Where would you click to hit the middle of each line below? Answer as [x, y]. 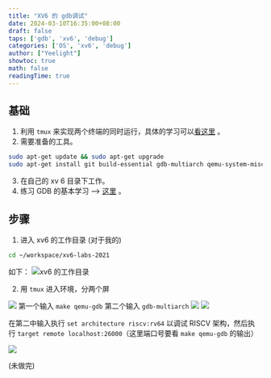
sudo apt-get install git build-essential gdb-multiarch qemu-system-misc [137, 165]
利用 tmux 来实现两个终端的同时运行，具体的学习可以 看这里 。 [122, 132]
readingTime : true [39, 76]
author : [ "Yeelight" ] [45, 53]
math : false [28, 69]
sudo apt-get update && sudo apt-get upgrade [86, 157]
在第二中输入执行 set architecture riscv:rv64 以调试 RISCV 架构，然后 [128, 323]
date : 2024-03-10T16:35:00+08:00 [65, 23]
